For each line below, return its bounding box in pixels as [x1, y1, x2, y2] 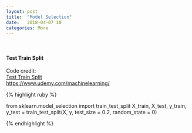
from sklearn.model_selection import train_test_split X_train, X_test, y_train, [6, 103, 187, 110]
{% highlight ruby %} [6, 91, 57, 98]
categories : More [6, 25, 49, 31]
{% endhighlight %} [6, 120, 54, 127]
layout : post [6, 8, 38, 15]
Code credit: [6, 67, 36, 74]
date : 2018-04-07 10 [6, 19, 62, 25]
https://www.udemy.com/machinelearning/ [6, 80, 110, 87]
